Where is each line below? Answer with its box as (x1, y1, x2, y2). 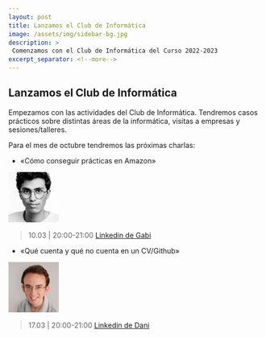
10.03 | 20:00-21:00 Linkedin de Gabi (27, 230, 152, 240)
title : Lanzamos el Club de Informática (8, 21, 147, 30)
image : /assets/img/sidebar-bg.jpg (8, 30, 128, 38)
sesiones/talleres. (8, 125, 67, 134)
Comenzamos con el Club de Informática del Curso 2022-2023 (11, 47, 218, 56)
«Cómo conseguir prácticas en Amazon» (19, 155, 156, 165)
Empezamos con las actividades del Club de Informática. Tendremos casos (8, 107, 258, 117)
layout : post (8, 13, 52, 21)
